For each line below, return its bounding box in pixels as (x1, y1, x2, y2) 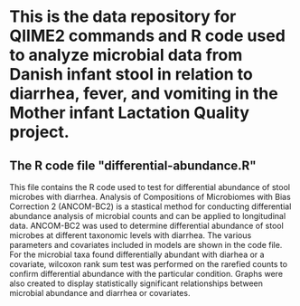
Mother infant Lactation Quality (9, 102, 250, 123)
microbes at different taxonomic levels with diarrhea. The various (9, 230, 252, 241)
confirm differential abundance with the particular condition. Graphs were (9, 269, 283, 279)
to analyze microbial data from (9, 45, 243, 65)
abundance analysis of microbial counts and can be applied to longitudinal (9, 211, 286, 221)
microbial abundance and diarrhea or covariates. (9, 288, 191, 298)
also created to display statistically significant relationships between (9, 278, 264, 289)
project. (9, 122, 70, 142)
